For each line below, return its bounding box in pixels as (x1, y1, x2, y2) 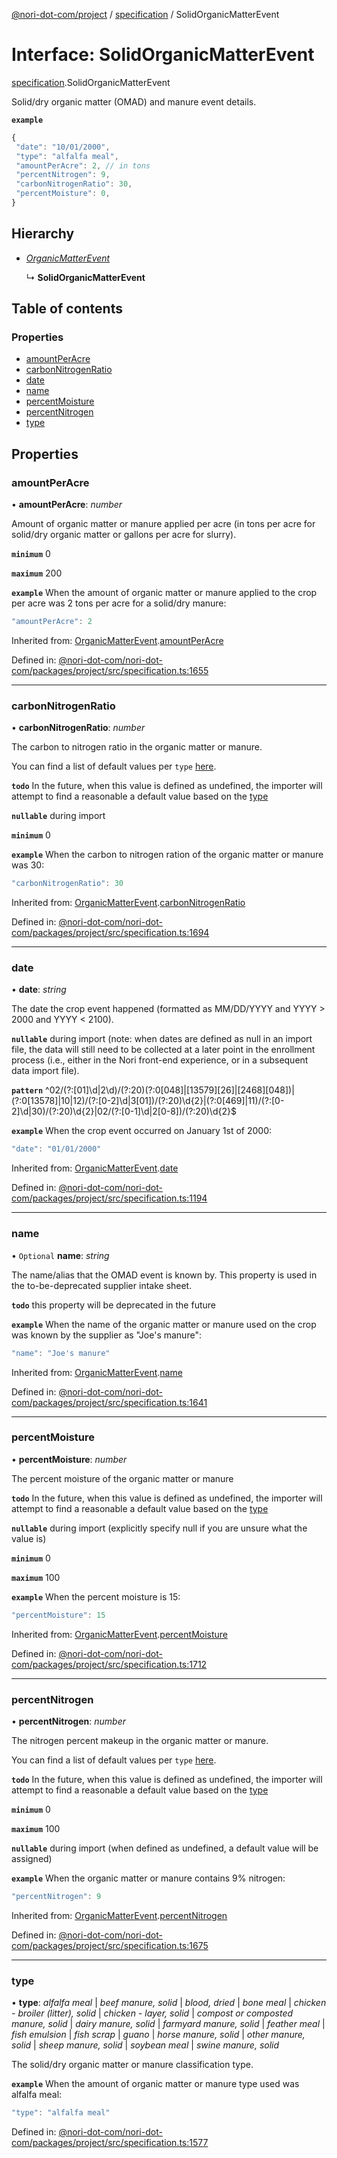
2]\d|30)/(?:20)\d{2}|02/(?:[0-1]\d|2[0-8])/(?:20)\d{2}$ (11, 1105, 237, 1118)
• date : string (11, 984, 67, 996)
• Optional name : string (11, 1249, 110, 1261)
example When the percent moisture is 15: (11, 1590, 181, 1603)
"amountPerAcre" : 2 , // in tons (15, 160, 151, 171)
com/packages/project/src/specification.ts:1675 (11, 1939, 209, 1951)
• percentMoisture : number (11, 1453, 128, 1465)
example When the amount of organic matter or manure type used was (11, 2078, 300, 2090)
